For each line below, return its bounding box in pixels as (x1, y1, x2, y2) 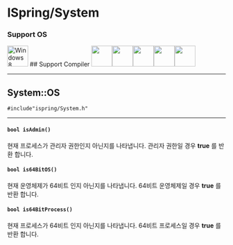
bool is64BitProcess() (7, 206, 73, 213)
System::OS (7, 87, 60, 99)
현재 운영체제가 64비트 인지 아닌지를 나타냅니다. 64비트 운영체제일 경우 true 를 (7, 181, 222, 189)
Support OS (7, 30, 47, 40)
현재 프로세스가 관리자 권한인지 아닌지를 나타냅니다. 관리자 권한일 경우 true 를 (7, 141, 217, 150)
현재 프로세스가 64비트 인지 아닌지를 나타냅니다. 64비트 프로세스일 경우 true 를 (7, 221, 222, 230)
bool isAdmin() (7, 126, 51, 133)
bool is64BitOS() (7, 167, 58, 174)
